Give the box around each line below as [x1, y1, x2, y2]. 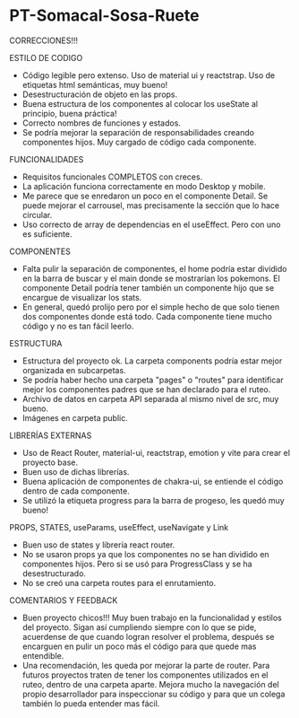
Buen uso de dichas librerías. [21, 466, 130, 477]
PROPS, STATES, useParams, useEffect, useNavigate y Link [9, 521, 229, 532]
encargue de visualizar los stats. [21, 292, 142, 302]
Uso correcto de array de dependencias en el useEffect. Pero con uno [21, 219, 281, 230]
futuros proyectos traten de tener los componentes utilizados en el [21, 670, 269, 680]
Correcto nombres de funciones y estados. [21, 118, 182, 128]
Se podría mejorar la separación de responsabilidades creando [21, 127, 255, 137]
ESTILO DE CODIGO [9, 52, 83, 63]
